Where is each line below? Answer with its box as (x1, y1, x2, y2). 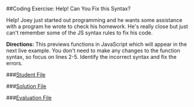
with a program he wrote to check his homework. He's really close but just (6, 23, 189, 30)
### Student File (6, 71, 46, 78)
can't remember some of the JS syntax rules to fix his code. (6, 29, 153, 36)
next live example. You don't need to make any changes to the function (6, 47, 180, 54)
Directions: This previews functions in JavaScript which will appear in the (6, 41, 187, 48)
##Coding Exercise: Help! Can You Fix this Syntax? (6, 5, 131, 12)
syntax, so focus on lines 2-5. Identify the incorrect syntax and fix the (6, 53, 177, 60)
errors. (6, 59, 23, 67)
